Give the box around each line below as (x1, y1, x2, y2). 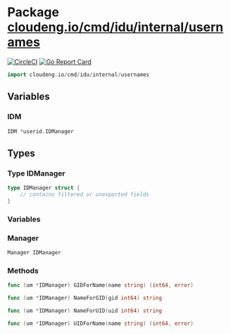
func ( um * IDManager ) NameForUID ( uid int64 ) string (7, 307, 162, 314)
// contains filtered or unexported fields (20, 191, 150, 198)
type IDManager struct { (7, 185, 80, 192)
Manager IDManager (7, 249, 61, 256)
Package (7, 4, 60, 20)
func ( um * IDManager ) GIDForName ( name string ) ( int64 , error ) (7, 282, 194, 289)
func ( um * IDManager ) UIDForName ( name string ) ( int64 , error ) (7, 320, 194, 327)
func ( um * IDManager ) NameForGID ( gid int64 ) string (7, 294, 162, 302)
